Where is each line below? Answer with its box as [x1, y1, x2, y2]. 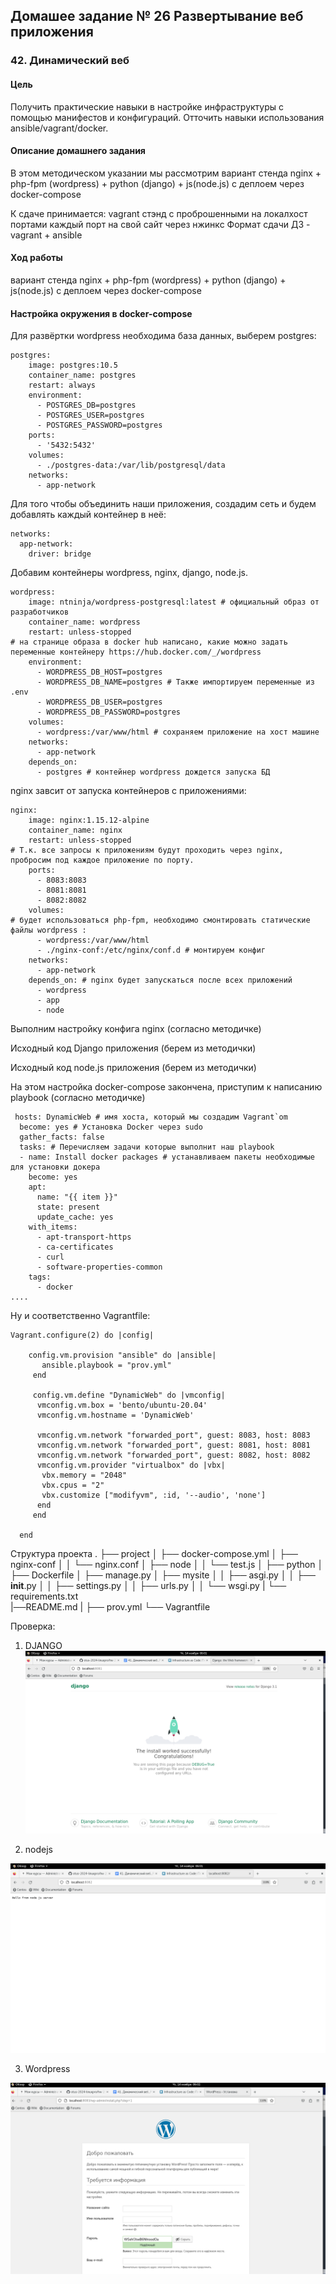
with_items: [28, 1222, 78, 1233]
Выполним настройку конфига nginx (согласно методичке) [10, 1023, 262, 1035]
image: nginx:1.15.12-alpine [28, 815, 150, 826]
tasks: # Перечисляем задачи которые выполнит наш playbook [19, 1142, 275, 1153]
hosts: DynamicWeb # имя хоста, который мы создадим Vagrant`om [14, 1112, 288, 1123]
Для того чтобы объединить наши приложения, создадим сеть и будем [10, 498, 317, 510]
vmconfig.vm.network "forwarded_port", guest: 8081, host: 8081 [36, 1440, 311, 1451]
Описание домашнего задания [10, 145, 146, 157]
